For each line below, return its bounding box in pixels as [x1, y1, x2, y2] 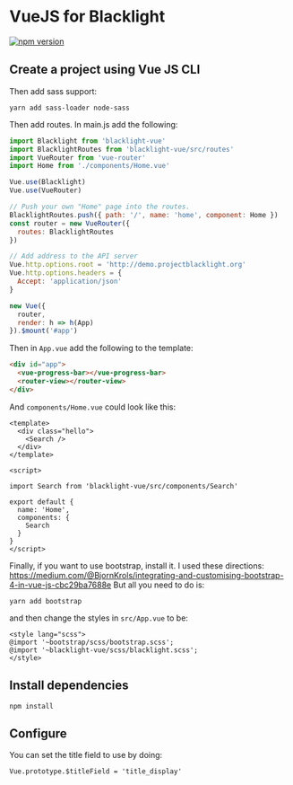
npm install [9, 701, 54, 710]
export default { [9, 497, 74, 507]
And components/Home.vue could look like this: [9, 401, 177, 412]
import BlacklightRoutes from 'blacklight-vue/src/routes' [9, 145, 235, 154]
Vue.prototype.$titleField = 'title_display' [9, 767, 182, 776]
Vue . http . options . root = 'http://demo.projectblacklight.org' [9, 260, 246, 269]
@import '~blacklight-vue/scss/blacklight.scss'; [9, 645, 199, 655]
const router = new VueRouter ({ [9, 218, 130, 228]
